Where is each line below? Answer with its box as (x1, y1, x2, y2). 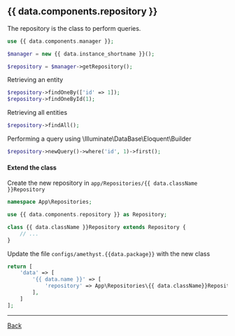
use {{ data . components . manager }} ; (7, 38, 114, 45)
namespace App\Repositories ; (7, 199, 92, 206)
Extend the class (7, 163, 57, 171)
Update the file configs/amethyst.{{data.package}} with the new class (7, 249, 211, 258)
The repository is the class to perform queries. (7, 24, 141, 32)
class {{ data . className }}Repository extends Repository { (7, 223, 187, 230)
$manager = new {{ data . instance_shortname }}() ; (7, 50, 155, 57)
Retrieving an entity (7, 76, 64, 84)
